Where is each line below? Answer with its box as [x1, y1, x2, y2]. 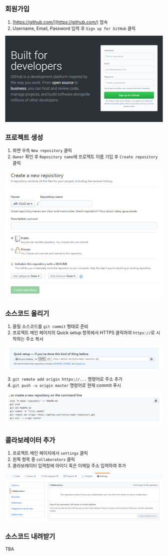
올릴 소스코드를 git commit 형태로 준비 [12, 323, 88, 330]
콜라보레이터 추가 [5, 436, 55, 444]
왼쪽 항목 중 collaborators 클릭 [12, 456, 75, 463]
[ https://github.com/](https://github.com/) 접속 [12, 19, 108, 25]
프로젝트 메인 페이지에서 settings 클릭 [12, 450, 88, 456]
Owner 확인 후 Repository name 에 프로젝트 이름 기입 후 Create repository [12, 154, 158, 160]
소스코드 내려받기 [5, 532, 55, 541]
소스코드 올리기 [5, 309, 49, 318]
